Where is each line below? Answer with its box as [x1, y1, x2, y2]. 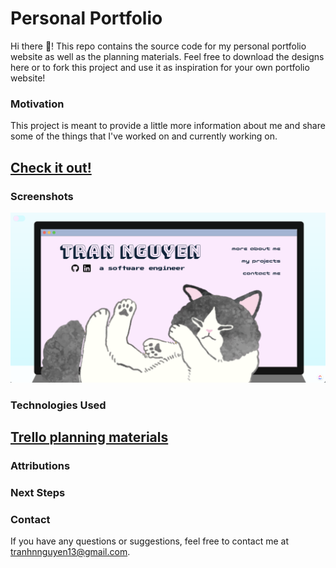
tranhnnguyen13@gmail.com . [10, 546, 131, 558]
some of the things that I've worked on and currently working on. [10, 130, 278, 142]
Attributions [10, 458, 71, 472]
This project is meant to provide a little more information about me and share [10, 120, 326, 132]
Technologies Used [10, 398, 107, 412]
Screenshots [10, 189, 74, 203]
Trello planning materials [10, 428, 169, 446]
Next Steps [10, 485, 66, 499]
